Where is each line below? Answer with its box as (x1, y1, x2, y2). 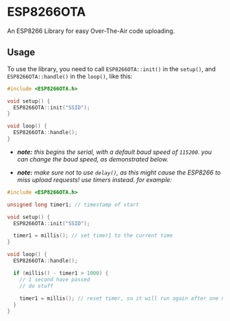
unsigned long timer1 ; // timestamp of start (7, 201, 139, 208)
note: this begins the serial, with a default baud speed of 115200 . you (16, 148, 212, 156)
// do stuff (19, 282, 53, 290)
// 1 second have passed (19, 276, 90, 283)
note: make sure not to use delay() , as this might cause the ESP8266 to (16, 168, 221, 177)
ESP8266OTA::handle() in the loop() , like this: (7, 72, 133, 80)
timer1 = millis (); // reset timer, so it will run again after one (19, 295, 219, 302)
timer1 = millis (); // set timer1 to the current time (13, 232, 173, 240)
